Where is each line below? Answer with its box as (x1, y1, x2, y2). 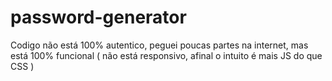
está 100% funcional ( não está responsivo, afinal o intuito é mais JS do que (10, 49, 323, 61)
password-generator (10, 6, 187, 29)
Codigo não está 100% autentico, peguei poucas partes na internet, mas (10, 39, 309, 51)
